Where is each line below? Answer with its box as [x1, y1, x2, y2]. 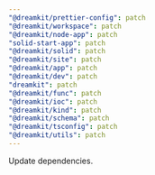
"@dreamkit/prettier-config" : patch [8, 13, 146, 23]
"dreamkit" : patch [8, 80, 77, 89]
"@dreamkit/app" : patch [8, 64, 98, 73]
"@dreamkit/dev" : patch [8, 72, 98, 81]
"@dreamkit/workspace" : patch [8, 22, 123, 31]
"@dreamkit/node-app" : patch [8, 30, 118, 39]
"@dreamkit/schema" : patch [8, 114, 110, 123]
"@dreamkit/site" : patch [8, 55, 102, 64]
